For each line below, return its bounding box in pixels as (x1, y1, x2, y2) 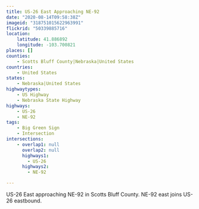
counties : (6, 53, 31, 59)
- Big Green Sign (17, 125, 60, 131)
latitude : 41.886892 (17, 36, 68, 42)
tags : (6, 120, 20, 126)
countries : (6, 64, 33, 70)
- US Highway (17, 92, 49, 98)
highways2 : (21, 164, 49, 170)
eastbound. (14, 197, 42, 204)
